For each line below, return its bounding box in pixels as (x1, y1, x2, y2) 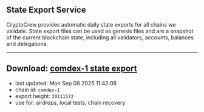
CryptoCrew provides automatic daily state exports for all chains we (6, 21, 176, 28)
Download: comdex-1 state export (6, 64, 137, 74)
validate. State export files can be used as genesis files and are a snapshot (6, 27, 194, 35)
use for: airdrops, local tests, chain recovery (15, 99, 126, 106)
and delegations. (6, 40, 49, 47)
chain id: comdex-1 (15, 86, 60, 93)
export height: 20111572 (15, 92, 74, 99)
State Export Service (6, 5, 86, 15)
